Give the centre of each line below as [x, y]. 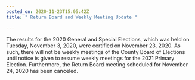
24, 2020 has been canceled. [42, 71]
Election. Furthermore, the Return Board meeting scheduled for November [97, 64]
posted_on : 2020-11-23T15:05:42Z [48, 12]
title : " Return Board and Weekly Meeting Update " [72, 17]
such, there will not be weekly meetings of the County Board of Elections [96, 52]
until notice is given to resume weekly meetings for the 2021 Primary [90, 58]
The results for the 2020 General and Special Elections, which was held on [98, 39]
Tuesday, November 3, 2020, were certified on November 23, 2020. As [93, 46]
